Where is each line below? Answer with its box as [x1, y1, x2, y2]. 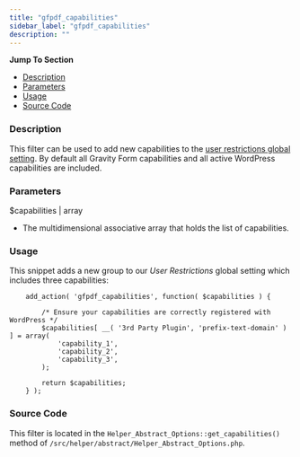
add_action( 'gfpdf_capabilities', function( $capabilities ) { [25, 293, 271, 302]
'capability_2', [57, 347, 119, 356]
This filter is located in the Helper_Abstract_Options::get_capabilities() [9, 427, 281, 438]
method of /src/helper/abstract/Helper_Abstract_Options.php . [9, 437, 245, 448]
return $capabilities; [41, 379, 127, 388]
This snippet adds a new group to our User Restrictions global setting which [9, 266, 290, 277]
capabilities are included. [9, 163, 102, 173]
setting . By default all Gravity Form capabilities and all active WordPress [9, 153, 276, 163]
